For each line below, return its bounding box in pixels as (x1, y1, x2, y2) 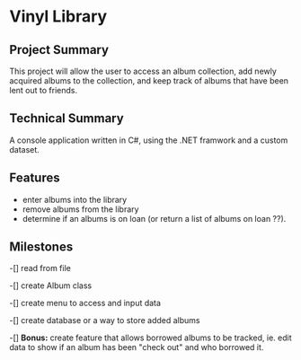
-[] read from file (9, 263, 72, 274)
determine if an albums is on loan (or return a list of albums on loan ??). (22, 213, 287, 224)
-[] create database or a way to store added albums (9, 315, 200, 326)
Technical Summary (9, 110, 124, 127)
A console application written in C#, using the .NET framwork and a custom (9, 135, 288, 145)
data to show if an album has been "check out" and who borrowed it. (9, 342, 264, 353)
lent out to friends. (9, 85, 78, 95)
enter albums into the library (22, 194, 128, 205)
